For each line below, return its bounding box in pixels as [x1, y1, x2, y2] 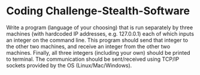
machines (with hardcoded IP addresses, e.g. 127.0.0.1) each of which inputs [6, 30, 195, 37]
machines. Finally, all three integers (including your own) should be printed [6, 49, 190, 56]
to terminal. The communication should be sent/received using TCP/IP [6, 55, 180, 62]
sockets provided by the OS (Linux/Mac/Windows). [6, 61, 132, 69]
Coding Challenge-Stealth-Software [6, 4, 190, 18]
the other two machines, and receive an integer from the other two [6, 43, 171, 50]
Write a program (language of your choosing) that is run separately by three [6, 24, 193, 31]
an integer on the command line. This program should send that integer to [6, 36, 189, 43]
